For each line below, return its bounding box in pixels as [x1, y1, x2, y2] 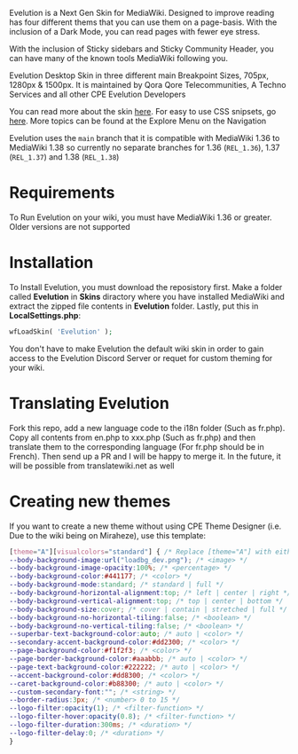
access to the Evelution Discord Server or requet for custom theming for [9, 352, 273, 363]
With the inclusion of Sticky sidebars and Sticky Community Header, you [9, 43, 275, 54]
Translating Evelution [9, 393, 170, 413]
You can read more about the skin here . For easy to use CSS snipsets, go [9, 106, 277, 116]
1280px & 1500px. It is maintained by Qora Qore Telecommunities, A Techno [9, 80, 286, 90]
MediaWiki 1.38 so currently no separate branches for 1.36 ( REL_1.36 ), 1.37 [9, 142, 281, 153]
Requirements [9, 183, 115, 203]
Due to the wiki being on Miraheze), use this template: [9, 530, 207, 540]
